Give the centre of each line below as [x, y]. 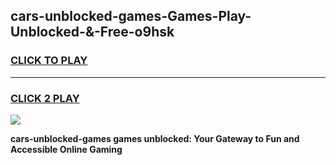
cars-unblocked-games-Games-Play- [131, 16]
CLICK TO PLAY [49, 61]
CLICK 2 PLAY [45, 98]
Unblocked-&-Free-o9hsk [92, 32]
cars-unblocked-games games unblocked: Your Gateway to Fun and [155, 138]
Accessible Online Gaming [66, 149]
